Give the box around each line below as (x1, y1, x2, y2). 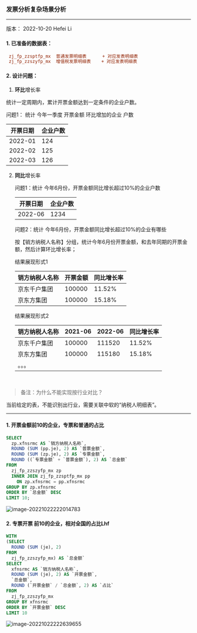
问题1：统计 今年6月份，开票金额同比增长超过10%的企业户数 (14, 184, 161, 192)
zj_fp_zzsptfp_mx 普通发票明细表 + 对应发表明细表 (8, 53, 138, 59)
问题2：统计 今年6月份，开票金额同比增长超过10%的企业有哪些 (14, 226, 167, 233)
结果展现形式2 (14, 312, 49, 319)
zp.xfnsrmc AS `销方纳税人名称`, (11, 440, 87, 447)
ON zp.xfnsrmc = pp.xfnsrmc (16, 478, 85, 485)
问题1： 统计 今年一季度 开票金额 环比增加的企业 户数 (6, 111, 134, 118)
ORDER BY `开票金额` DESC (6, 604, 66, 610)
